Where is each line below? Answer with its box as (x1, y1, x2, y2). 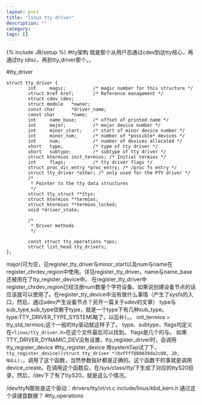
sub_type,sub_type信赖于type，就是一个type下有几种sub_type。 (6, 306, 168, 313)
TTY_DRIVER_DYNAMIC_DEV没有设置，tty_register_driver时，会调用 (6, 336, 177, 343)
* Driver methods (30, 223, 74, 229)
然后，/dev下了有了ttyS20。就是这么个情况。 (16, 372, 130, 379)
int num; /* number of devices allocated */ (28, 138, 183, 144)
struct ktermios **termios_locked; (28, 202, 118, 208)
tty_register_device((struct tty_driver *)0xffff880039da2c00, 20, (6, 351, 180, 357)
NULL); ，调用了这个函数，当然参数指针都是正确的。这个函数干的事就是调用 (6, 357, 192, 364)
